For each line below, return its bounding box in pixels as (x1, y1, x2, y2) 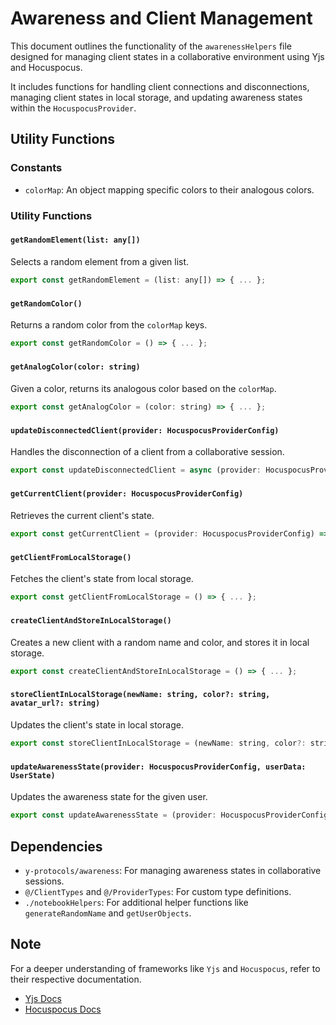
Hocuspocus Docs (24, 1003, 102, 1015)
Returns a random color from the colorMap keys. (10, 319, 208, 331)
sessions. (24, 875, 65, 887)
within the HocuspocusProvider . (10, 102, 137, 114)
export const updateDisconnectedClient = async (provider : (10, 465, 262, 476)
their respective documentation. (10, 973, 142, 985)
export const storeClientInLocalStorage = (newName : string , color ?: (10, 738, 307, 748)
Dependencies (10, 838, 103, 855)
